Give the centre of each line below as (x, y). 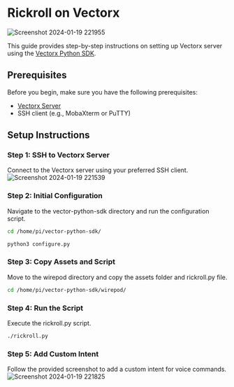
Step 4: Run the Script (45, 308)
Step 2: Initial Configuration (55, 196)
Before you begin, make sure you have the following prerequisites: (102, 92)
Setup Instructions (49, 135)
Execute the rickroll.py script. (49, 323)
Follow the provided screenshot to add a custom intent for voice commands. (117, 370)
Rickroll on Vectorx (64, 13)
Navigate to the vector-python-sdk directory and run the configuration (108, 211)
